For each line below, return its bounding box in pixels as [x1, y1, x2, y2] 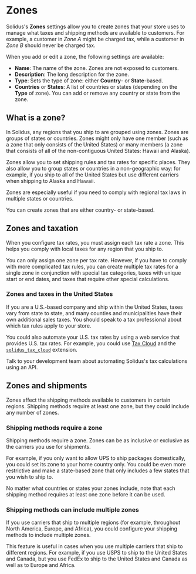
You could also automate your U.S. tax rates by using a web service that [6, 333, 180, 341]
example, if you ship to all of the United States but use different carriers [6, 171, 179, 178]
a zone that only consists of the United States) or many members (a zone [6, 141, 183, 148]
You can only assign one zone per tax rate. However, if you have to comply [6, 256, 187, 263]
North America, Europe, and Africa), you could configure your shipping [6, 525, 178, 532]
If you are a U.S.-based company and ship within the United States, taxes [6, 303, 183, 311]
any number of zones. [6, 409, 59, 416]
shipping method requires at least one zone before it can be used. [6, 490, 165, 498]
